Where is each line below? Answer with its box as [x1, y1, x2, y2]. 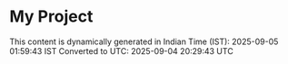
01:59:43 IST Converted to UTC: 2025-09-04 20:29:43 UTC [9, 45, 233, 56]
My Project [9, 6, 94, 27]
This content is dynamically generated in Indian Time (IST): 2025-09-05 [9, 36, 279, 47]
